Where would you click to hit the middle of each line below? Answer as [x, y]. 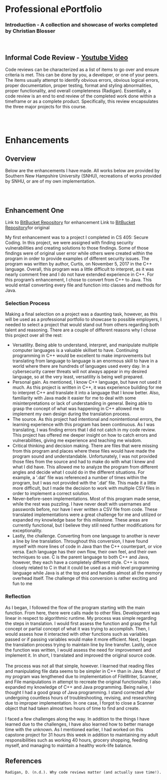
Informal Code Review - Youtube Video [67, 58]
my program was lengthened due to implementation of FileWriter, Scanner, [82, 676]
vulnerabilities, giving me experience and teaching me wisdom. [77, 441]
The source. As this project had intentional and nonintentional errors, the [87, 419]
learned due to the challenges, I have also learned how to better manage [80, 724]
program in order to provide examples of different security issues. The [77, 259]
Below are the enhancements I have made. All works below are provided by [83, 171]
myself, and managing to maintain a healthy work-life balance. [69, 745]
